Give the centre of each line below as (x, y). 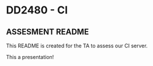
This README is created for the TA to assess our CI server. (77, 46)
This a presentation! (30, 57)
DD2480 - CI (37, 10)
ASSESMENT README (48, 32)
